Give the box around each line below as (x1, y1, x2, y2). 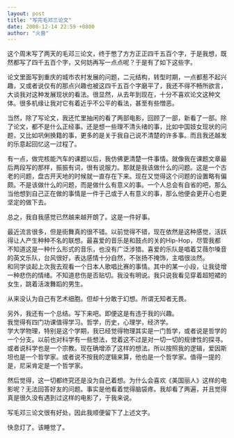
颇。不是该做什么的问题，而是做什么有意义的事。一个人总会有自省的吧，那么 (7, 181, 227, 189)
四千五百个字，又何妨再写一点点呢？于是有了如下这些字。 (31, 58, 196, 67)
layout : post (7, 10, 45, 17)
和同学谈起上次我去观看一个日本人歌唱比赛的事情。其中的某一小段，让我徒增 (7, 262, 227, 271)
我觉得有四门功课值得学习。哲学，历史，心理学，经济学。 (7, 318, 172, 327)
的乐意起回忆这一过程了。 (7, 140, 81, 148)
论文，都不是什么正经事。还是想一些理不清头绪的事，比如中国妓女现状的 (13, 122, 221, 131)
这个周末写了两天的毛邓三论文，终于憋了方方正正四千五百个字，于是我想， (7, 49, 221, 58)
